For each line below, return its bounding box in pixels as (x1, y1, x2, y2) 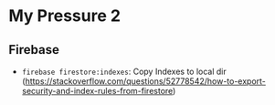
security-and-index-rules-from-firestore (21, 86, 174, 96)
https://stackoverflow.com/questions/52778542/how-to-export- (25, 76, 267, 87)
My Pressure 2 (8, 5, 121, 26)
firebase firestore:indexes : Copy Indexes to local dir (21, 66, 227, 77)
